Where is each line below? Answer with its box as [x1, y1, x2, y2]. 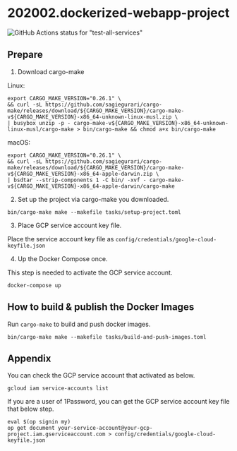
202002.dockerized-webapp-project [7, 5, 230, 21]
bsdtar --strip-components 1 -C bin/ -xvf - [13, 176, 147, 184]
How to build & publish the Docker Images [7, 301, 195, 313]
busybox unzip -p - [13, 119, 71, 126]
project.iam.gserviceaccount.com [7, 431, 106, 438]
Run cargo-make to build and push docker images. [7, 320, 151, 328]
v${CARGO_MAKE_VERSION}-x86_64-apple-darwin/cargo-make [7, 182, 175, 190]
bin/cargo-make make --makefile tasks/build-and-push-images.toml [7, 333, 207, 340]
